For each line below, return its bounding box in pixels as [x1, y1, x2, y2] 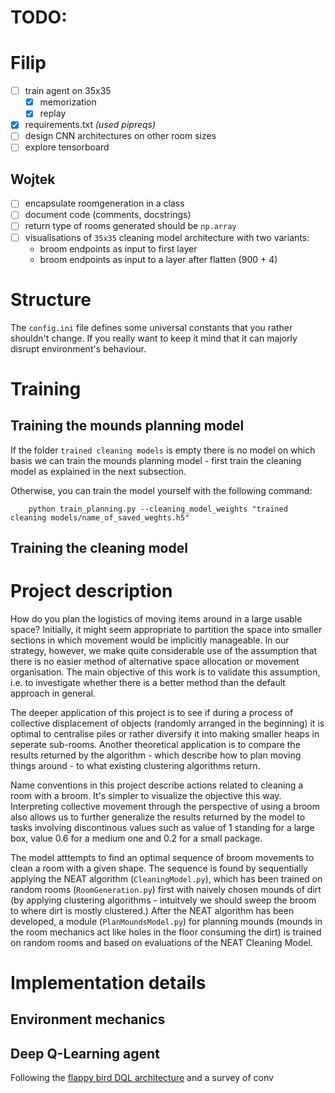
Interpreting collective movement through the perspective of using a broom [10, 800, 320, 812]
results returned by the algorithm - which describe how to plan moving [10, 749, 302, 761]
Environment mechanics [10, 1011, 166, 1028]
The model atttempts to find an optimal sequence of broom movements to [10, 851, 315, 863]
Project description [10, 580, 173, 603]
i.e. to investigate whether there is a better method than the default [10, 676, 286, 688]
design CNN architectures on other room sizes [24, 130, 217, 142]
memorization [39, 96, 97, 108]
